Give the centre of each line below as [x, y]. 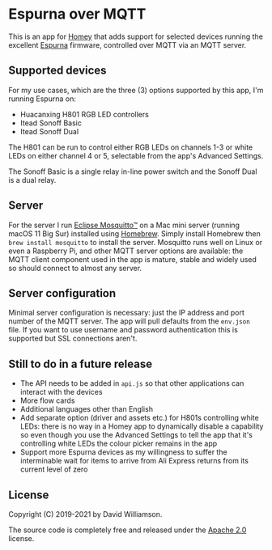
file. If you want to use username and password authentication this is [123, 330]
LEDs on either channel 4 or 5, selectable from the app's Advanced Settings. [136, 155]
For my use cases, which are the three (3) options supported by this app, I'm [136, 90]
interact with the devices [61, 392]
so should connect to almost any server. [75, 268]
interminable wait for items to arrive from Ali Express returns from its [134, 461]
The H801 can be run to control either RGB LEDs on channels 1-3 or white [131, 147]
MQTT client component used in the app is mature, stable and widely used [133, 259]
